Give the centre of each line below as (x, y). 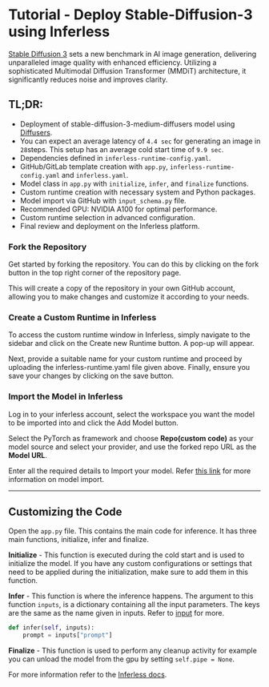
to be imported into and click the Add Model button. (93, 423)
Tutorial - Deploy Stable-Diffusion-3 (131, 15)
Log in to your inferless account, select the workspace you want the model (131, 414)
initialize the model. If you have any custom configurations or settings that (130, 564)
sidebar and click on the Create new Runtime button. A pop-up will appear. (131, 343)
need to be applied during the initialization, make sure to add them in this (128, 572)
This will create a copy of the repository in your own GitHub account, (122, 288)
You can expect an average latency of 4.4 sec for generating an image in (140, 141)
